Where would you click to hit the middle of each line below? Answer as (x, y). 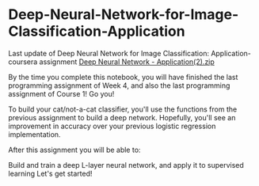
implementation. (34, 134)
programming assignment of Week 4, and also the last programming (119, 85)
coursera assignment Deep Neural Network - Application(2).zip (112, 62)
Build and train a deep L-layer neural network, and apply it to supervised (126, 165)
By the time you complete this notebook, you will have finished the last (123, 77)
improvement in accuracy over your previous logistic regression (112, 126)
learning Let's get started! (50, 173)
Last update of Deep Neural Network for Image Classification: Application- (130, 53)
